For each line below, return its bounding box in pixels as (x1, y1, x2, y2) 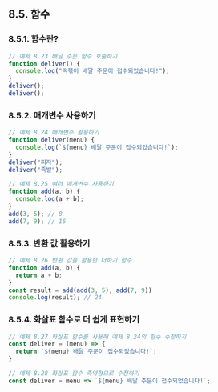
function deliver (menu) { (8, 136, 95, 144)
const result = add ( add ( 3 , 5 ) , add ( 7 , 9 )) (8, 286, 152, 294)
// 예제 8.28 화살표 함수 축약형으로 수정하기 (8, 370, 139, 378)
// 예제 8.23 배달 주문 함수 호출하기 (8, 52, 118, 60)
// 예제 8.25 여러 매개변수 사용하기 (8, 180, 115, 188)
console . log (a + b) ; (15, 195, 84, 203)
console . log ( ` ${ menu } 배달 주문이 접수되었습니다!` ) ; (15, 143, 179, 151)
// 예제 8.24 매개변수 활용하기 (8, 129, 99, 137)
